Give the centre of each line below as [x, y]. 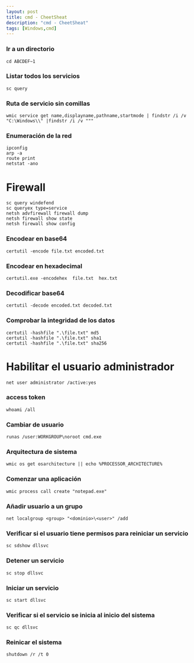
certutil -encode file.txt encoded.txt [55, 251]
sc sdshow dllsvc [28, 546]
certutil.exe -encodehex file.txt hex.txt [62, 278]
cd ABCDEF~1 [21, 61]
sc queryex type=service [37, 209]
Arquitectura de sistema [42, 452]
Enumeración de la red [39, 136]
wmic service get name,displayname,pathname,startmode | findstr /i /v [96, 116]
